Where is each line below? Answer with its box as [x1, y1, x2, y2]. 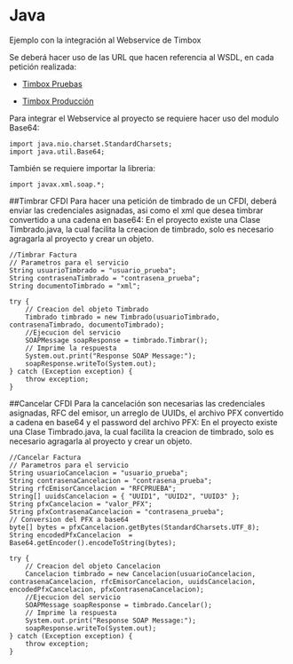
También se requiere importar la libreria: [9, 162, 155, 173]
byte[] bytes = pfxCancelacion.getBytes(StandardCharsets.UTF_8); [9, 523, 260, 532]
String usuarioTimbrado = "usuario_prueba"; [9, 265, 177, 275]
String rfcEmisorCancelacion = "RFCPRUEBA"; [9, 484, 177, 493]
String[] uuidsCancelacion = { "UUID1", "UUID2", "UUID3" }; [9, 492, 241, 501]
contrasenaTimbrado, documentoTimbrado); [9, 320, 165, 329]
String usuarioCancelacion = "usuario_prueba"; [9, 468, 189, 478]
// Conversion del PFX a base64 [9, 515, 129, 524]
